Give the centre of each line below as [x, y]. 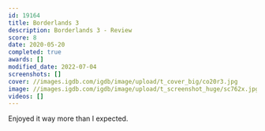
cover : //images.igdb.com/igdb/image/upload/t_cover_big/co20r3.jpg [123, 81]
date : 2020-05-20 [37, 45]
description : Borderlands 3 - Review [70, 30]
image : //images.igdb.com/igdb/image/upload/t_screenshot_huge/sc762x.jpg [134, 89]
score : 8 [22, 37]
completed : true [35, 52]
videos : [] [26, 96]
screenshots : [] [35, 74]
